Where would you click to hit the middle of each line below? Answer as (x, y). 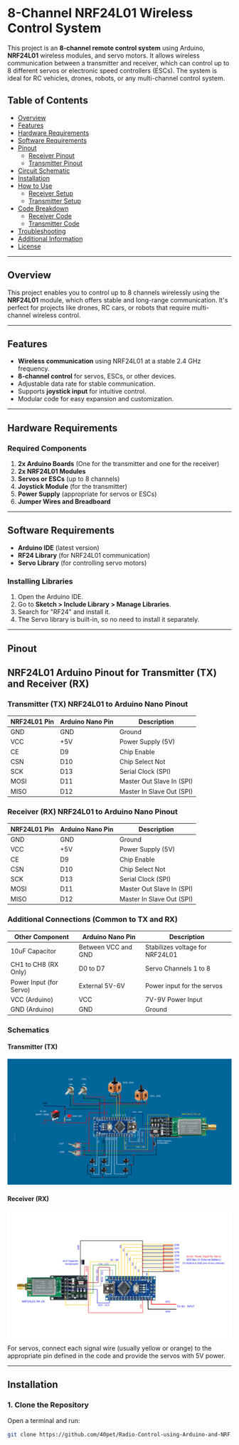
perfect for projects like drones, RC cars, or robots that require (99, 307)
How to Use (35, 186)
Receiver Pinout (51, 155)
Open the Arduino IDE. (51, 597)
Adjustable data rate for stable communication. (86, 384)
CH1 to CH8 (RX (34, 965)
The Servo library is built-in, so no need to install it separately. (108, 620)
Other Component (42, 936)
